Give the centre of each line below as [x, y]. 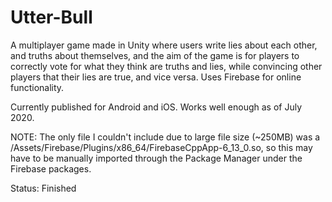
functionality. [37, 87]
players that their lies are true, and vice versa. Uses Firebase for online [156, 77]
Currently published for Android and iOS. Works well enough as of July [156, 107]
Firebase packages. [51, 168]
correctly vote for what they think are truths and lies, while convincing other [166, 66]
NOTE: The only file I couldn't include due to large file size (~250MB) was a [165, 137]
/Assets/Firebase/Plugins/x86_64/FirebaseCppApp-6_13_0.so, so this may [161, 147]
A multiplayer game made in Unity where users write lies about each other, [164, 45]
